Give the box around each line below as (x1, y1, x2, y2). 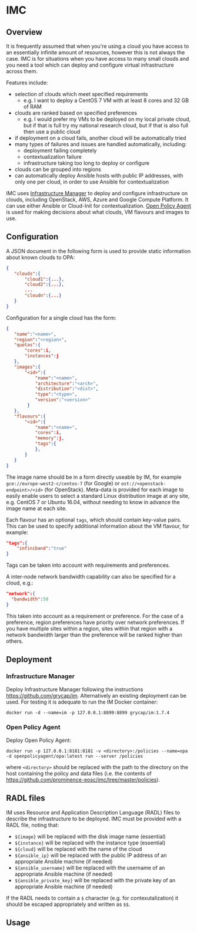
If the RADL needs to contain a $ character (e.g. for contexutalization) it (6, 894, 178, 901)
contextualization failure (23, 153, 82, 160)
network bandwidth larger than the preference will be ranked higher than (6, 631, 182, 638)
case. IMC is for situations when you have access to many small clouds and (6, 55, 189, 62)
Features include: (6, 79, 48, 86)
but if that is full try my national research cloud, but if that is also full (23, 122, 188, 129)
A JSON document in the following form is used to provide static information (6, 247, 191, 254)
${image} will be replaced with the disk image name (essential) (14, 833, 166, 840)
